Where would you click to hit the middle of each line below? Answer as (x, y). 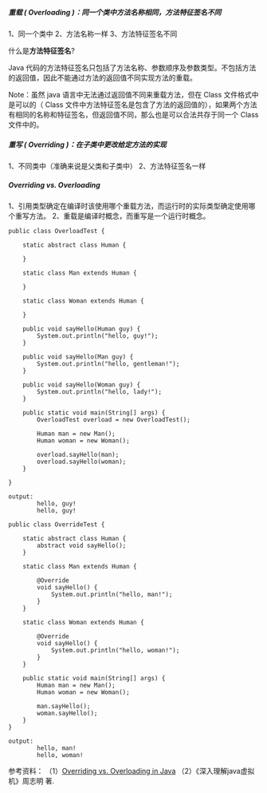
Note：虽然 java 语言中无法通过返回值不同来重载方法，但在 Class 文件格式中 (133, 94)
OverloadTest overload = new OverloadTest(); (114, 419)
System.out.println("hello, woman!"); (115, 650)
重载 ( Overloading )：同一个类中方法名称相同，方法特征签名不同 (115, 12)
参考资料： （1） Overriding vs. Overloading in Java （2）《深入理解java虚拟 (132, 771)
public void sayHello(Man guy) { (78, 357)
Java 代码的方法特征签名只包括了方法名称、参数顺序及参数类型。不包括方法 (132, 67)
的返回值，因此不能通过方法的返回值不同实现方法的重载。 (102, 77)
